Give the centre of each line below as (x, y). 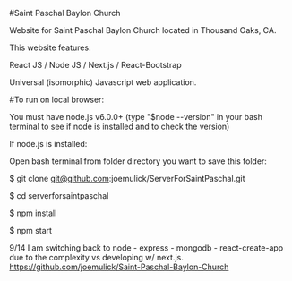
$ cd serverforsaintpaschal (59, 196)
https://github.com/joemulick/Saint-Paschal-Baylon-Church (119, 267)
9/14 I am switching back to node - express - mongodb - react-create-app (146, 248)
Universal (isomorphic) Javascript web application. (103, 82)
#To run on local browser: (57, 99)
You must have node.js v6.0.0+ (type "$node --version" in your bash (136, 117)
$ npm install (33, 213)
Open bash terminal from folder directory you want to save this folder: (138, 161)
